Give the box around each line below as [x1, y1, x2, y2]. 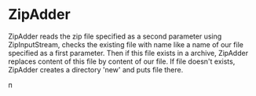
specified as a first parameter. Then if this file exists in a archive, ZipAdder [8, 48, 249, 57]
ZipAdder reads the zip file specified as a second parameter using [8, 31, 222, 41]
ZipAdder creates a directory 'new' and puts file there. [8, 65, 184, 74]
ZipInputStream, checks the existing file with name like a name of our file [8, 39, 243, 49]
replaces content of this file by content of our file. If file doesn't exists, [8, 57, 236, 66]
